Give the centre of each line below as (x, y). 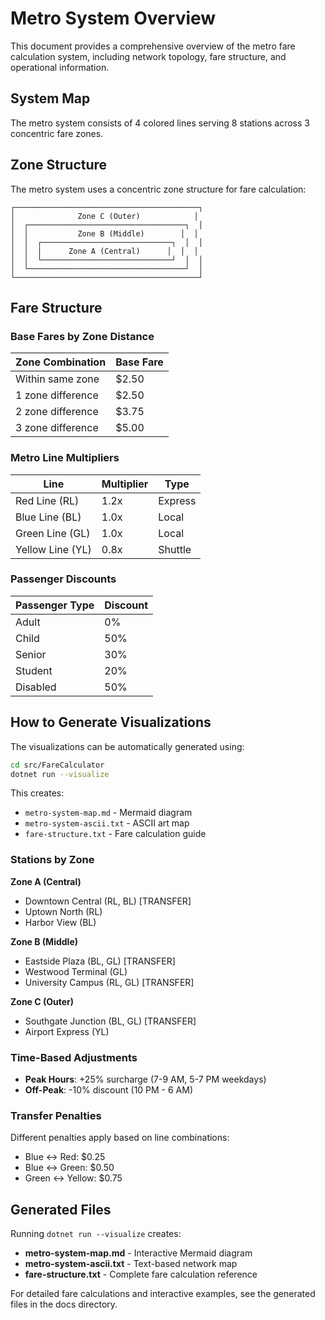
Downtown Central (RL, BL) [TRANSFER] (108, 901)
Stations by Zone (52, 860)
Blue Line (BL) (48, 517)
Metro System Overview (113, 18)
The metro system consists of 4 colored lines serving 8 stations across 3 (160, 123)
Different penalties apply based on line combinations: (120, 1138)
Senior (31, 654)
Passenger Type (55, 605)
